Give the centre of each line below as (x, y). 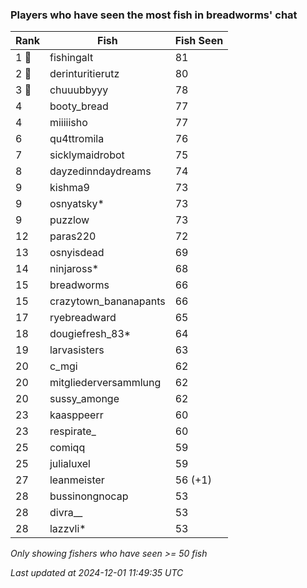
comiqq (67, 448)
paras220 (73, 236)
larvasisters (77, 350)
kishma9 (69, 188)
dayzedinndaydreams (100, 171)
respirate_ (73, 431)
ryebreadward (83, 318)
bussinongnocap (89, 496)
